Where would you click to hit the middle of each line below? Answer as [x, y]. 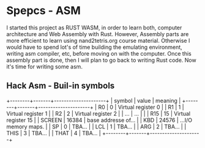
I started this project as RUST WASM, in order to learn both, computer [94, 28]
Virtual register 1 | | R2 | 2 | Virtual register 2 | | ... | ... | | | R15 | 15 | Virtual [99, 113]
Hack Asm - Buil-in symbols [61, 86]
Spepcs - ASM [43, 11]
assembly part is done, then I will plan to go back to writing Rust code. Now [102, 60]
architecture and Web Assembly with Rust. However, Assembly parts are [98, 34]
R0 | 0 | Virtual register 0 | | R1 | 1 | [141, 107]
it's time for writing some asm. [44, 66]
